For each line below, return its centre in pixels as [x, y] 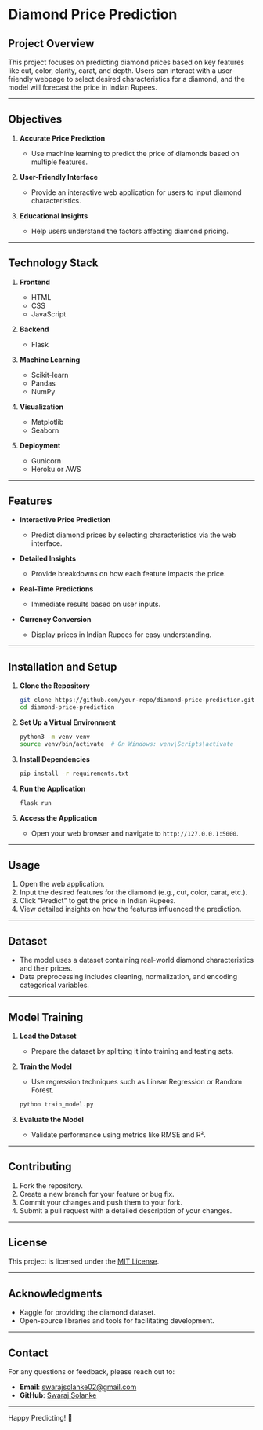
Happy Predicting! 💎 [40, 1418]
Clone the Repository [54, 686]
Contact [28, 1353]
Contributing [40, 1167]
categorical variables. [54, 985]
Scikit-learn [50, 375]
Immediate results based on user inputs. [96, 604]
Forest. [42, 1090]
